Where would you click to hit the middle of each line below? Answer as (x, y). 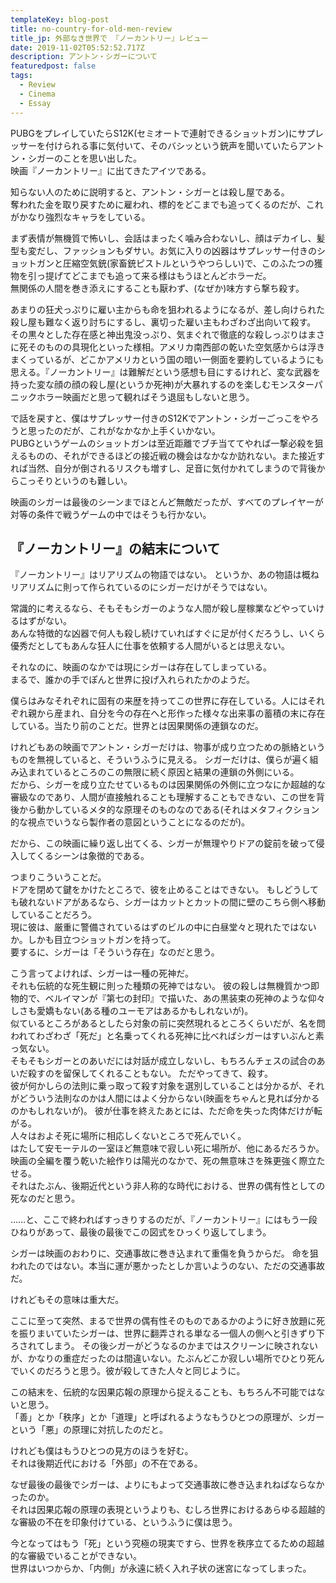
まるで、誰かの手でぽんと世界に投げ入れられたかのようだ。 (133, 680)
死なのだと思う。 (45, 1198)
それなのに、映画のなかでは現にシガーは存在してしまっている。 (141, 667)
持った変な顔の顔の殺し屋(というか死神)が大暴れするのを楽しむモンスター (162, 384)
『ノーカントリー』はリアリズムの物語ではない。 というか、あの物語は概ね (165, 575)
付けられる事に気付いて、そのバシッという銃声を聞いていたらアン (180, 145)
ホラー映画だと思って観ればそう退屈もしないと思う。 (145, 397)
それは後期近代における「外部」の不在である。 (106, 1463)
